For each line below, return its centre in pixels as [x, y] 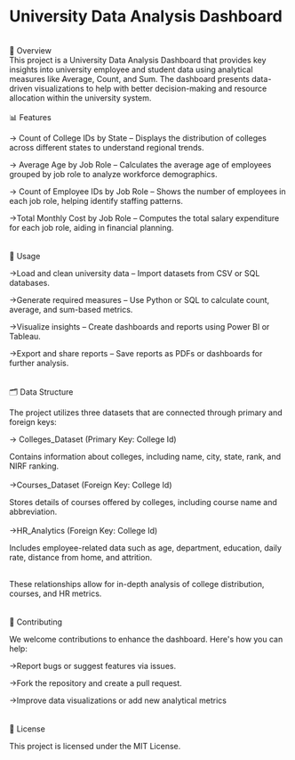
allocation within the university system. [80, 98]
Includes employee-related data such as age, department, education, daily [146, 548]
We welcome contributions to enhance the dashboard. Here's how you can [146, 639]
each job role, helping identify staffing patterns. [96, 200]
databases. [30, 282]
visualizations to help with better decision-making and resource [151, 88]
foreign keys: [33, 421]
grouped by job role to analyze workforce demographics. [113, 174]
